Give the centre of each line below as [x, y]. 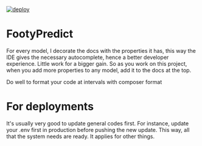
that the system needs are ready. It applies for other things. [81, 136]
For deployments [50, 107]
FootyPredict [40, 34]
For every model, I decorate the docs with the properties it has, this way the [101, 50]
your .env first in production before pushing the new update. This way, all [98, 130]
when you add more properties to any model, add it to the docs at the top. [99, 70]
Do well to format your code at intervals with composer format [84, 82]
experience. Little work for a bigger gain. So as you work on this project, [97, 63]
